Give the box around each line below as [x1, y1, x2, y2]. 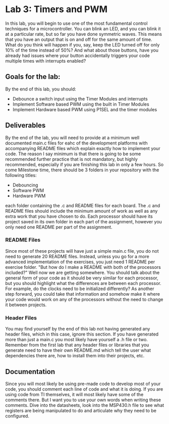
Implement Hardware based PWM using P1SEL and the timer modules [12, 106, 157, 112]
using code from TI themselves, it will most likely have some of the [5, 391, 144, 397]
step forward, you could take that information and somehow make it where [5, 291, 160, 297]
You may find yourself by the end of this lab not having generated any [5, 326, 150, 332]
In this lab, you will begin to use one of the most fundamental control [5, 20, 148, 26]
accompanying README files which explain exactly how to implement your [5, 145, 160, 151]
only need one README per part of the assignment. [5, 224, 112, 230]
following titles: [5, 172, 37, 178]
